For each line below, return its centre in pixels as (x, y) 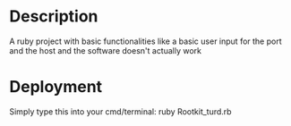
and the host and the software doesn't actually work (106, 50)
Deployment (56, 87)
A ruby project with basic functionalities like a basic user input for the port (145, 41)
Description (54, 17)
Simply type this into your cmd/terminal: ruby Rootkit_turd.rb (120, 111)
